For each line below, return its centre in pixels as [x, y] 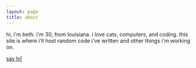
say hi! [14, 58]
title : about [22, 17]
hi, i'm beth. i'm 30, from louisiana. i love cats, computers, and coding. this [97, 34]
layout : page [22, 12]
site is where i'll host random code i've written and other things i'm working [98, 41]
